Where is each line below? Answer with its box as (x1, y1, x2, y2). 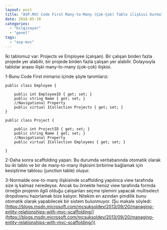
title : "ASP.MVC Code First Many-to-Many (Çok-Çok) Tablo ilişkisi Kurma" (5, 12, 164, 17)
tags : (5, 35, 16, 40)
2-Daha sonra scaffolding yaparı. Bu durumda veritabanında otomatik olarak (5, 157, 161, 163)
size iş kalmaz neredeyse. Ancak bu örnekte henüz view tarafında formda (5, 182, 156, 188)
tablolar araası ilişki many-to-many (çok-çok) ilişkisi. (5, 64, 112, 70)
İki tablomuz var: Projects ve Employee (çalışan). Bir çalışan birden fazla (5, 53, 153, 59)
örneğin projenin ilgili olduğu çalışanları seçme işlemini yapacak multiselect (5, 187, 159, 194)
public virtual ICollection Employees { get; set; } (14, 140, 126, 145)
